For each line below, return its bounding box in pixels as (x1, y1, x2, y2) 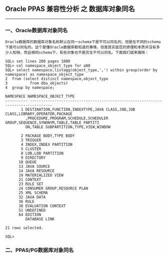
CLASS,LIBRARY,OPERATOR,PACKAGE (5, 112, 72, 117)
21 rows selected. (5, 225, 43, 230)
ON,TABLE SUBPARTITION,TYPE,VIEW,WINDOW (25, 125, 111, 130)
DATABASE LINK (25, 217, 55, 222)
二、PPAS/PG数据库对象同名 (5, 247, 74, 254)
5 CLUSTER (20, 147, 41, 152)
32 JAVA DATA (18, 195, 46, 200)
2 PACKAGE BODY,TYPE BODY (20, 133, 75, 139)
